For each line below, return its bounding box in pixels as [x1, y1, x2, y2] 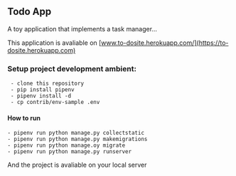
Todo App [7, 6, 52, 18]
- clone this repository [10, 80, 84, 88]
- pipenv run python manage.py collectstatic [7, 130, 144, 137]
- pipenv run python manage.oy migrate [7, 142, 126, 149]
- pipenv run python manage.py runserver [7, 148, 132, 155]
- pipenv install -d [10, 93, 72, 100]
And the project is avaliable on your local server [7, 160, 147, 170]
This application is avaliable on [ [7, 38, 102, 47]
